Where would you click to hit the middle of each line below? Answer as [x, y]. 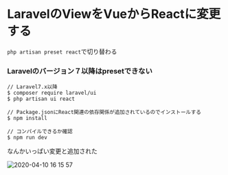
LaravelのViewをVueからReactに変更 [114, 14]
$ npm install [27, 118]
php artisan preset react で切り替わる [62, 51]
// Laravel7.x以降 [32, 87]
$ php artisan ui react [41, 99]
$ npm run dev [27, 138]
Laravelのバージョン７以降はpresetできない [80, 71]
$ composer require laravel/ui [52, 93]
